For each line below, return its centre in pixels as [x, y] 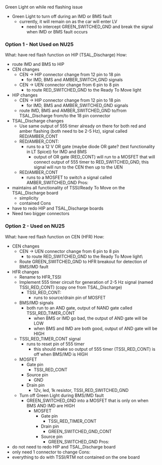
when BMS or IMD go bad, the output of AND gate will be [90, 318]
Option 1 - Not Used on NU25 [39, 44]
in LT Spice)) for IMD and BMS [57, 152]
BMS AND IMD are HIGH [51, 405]
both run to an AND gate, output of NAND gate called [79, 308]
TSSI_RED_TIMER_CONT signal [50, 339]
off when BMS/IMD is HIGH [61, 354]
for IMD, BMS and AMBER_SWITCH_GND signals [75, 80]
